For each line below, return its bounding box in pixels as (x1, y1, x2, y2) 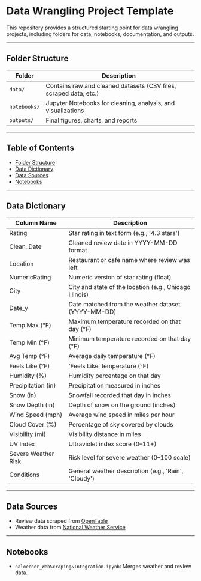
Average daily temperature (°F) (68, 352, 156, 360)
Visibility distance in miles (68, 430, 141, 439)
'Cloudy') (68, 475, 95, 483)
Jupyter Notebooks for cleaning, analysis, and (45, 99, 175, 107)
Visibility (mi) (9, 430, 46, 439)
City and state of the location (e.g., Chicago (68, 283, 191, 291)
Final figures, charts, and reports (45, 116, 138, 124)
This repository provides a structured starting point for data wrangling (6, 24, 178, 31)
